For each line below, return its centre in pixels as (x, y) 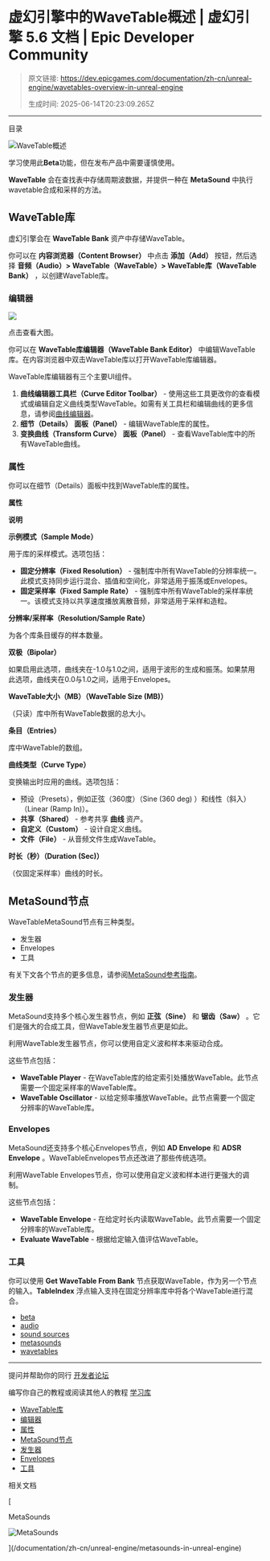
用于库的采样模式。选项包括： (57, 554)
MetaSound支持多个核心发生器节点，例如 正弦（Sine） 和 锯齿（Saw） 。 (131, 1016)
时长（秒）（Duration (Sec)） (56, 856)
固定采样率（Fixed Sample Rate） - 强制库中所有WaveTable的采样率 (133, 591)
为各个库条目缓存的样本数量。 (57, 635)
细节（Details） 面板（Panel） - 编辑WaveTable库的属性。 (117, 424)
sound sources (45, 1334)
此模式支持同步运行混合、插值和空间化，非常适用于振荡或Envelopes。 (135, 581)
